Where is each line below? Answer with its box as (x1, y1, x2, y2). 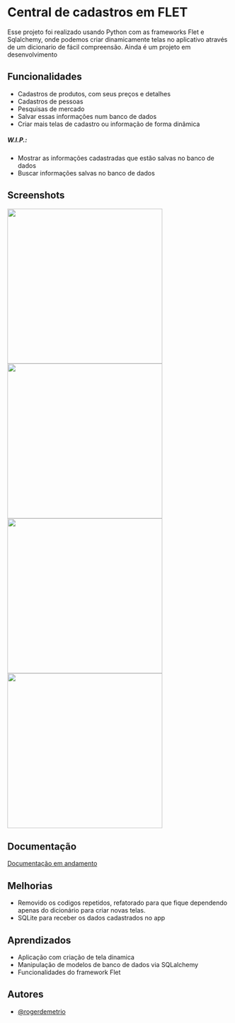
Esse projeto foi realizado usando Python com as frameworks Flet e (7, 28, 205, 36)
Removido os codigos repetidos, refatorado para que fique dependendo (17, 898, 228, 907)
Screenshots (7, 189, 65, 202)
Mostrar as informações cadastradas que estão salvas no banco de (17, 154, 214, 162)
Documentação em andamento (7, 859, 98, 868)
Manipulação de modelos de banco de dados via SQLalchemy (17, 960, 199, 968)
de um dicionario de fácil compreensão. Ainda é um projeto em (7, 42, 191, 51)
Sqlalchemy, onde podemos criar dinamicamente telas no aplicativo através (7, 35, 228, 43)
